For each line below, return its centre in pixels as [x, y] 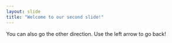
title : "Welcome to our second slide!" [55, 17]
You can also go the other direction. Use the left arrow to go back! [86, 34]
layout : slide [24, 11]
